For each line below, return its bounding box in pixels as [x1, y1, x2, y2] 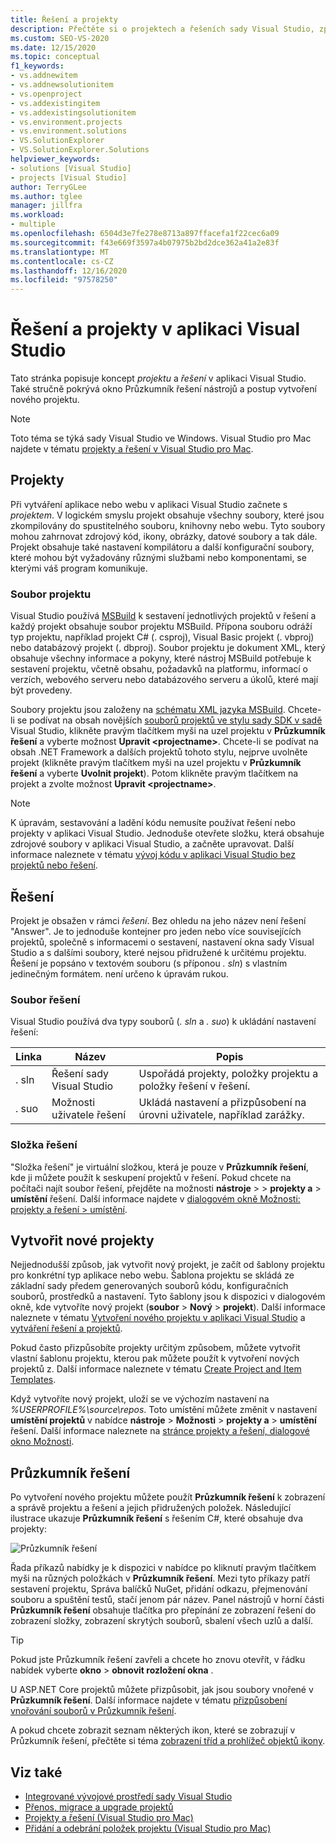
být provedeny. [10, 684, 73, 696]
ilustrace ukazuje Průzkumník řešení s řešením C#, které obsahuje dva [10, 1512, 303, 1525]
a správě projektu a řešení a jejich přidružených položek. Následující [10, 1502, 292, 1514]
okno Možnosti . [10, 1436, 75, 1448]
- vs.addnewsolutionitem [10, 80, 114, 90]
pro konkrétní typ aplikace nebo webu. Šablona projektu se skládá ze [10, 1269, 295, 1281]
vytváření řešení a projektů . [10, 1322, 123, 1335]
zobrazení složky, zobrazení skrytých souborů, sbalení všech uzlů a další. [10, 1615, 314, 1627]
